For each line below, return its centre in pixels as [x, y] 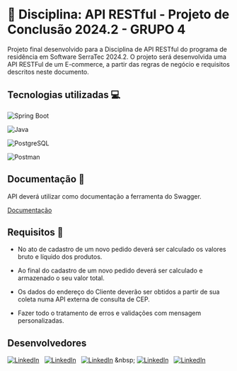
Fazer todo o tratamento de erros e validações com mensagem [109, 313]
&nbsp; [125, 360]
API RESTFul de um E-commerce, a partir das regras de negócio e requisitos [118, 64]
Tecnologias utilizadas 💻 [64, 95]
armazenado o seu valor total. [61, 278]
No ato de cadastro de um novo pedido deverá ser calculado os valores [122, 249]
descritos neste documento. [48, 72]
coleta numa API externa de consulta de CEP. [83, 299]
